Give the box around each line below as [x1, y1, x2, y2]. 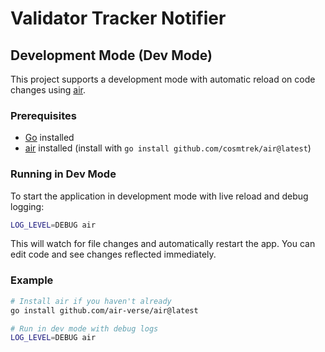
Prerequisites [10, 108, 77, 122]
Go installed [24, 132, 75, 144]
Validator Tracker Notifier [10, 7, 227, 30]
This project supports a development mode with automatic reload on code [10, 73, 316, 85]
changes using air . [10, 84, 87, 96]
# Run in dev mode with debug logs [10, 323, 159, 334]
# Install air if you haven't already [10, 296, 172, 306]
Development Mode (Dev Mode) [10, 47, 213, 64]
